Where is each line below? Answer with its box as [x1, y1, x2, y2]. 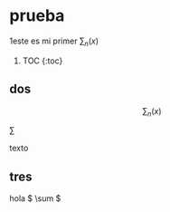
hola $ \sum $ [9, 193, 61, 204]
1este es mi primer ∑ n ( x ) [9, 35, 99, 48]
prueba [9, 5, 65, 26]
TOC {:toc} [22, 55, 63, 66]
